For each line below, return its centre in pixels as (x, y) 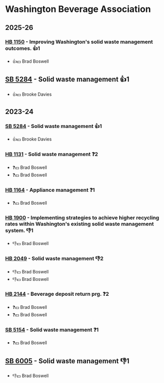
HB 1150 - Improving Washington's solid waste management (79, 42)
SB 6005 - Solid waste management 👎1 (67, 361)
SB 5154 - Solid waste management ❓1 (52, 330)
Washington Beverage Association (78, 9)
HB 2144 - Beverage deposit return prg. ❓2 (57, 294)
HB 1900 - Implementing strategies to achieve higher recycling (82, 218)
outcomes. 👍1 (23, 48)
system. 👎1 (19, 230)
